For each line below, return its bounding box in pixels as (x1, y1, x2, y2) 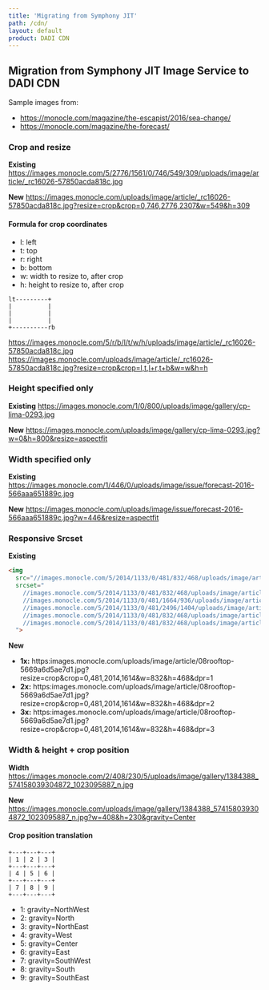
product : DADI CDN (8, 34, 70, 42)
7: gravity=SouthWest (19, 956, 91, 965)
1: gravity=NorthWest (19, 904, 90, 914)
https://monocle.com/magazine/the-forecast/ (19, 122, 170, 131)
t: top (19, 245, 38, 255)
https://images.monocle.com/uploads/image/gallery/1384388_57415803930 (8, 803, 259, 814)
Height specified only (8, 382, 94, 394)
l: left (19, 237, 37, 247)
